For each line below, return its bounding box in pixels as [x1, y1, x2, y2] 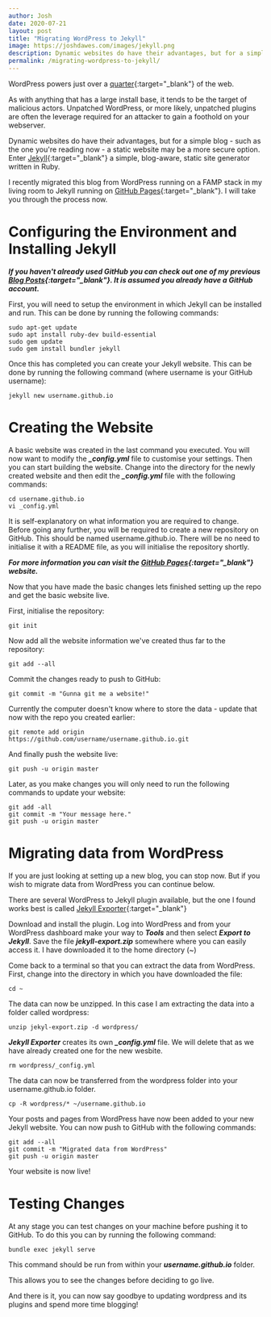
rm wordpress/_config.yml [8, 1061, 95, 1069]
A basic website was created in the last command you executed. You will [8, 445, 250, 454]
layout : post [8, 27, 52, 35]
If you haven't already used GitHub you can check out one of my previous [8, 266, 261, 276]
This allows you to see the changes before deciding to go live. [8, 1275, 215, 1285]
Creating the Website [8, 419, 154, 437]
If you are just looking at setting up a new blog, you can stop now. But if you [8, 871, 261, 880]
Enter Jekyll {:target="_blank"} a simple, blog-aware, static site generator [8, 153, 251, 162]
